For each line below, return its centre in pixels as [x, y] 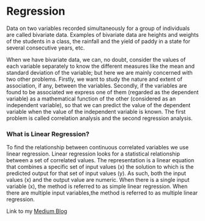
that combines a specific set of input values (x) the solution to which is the [100, 167]
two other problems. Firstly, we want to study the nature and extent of [94, 79]
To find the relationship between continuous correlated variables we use [98, 148]
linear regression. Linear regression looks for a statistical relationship [93, 154]
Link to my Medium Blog [37, 211]
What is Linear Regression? [48, 134]
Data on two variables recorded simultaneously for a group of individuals [98, 28]
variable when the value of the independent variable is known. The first [96, 111]
